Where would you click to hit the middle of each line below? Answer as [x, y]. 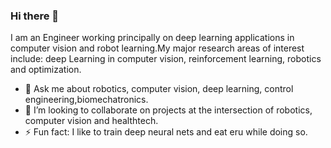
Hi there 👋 [35, 16]
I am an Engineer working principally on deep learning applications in [152, 38]
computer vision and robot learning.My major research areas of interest [157, 48]
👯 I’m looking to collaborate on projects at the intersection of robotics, [168, 110]
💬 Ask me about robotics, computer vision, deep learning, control [159, 89]
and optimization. [46, 70]
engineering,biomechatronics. [86, 100]
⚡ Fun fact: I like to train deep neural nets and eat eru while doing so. [166, 132]
